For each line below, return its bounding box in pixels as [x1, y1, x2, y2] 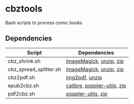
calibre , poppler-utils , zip [66, 82, 126, 89]
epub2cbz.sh [8, 82, 39, 89]
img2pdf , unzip [66, 74, 102, 81]
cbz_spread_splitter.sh [8, 66, 62, 73]
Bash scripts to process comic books [5, 20, 82, 26]
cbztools [5, 3, 43, 15]
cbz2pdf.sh [8, 74, 35, 81]
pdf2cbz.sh [8, 90, 35, 97]
